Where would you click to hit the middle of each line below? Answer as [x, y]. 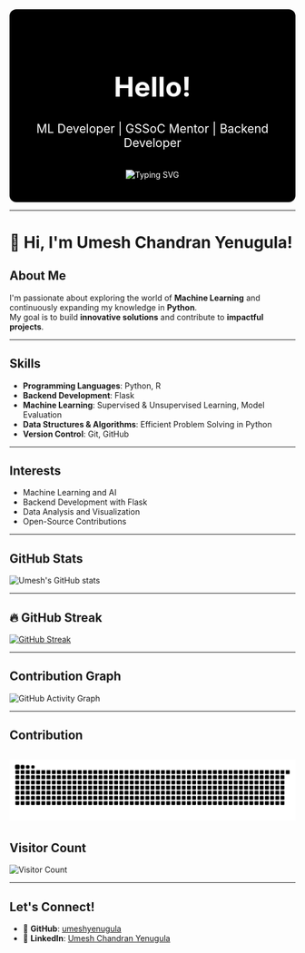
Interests [35, 471]
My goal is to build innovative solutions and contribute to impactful [137, 317]
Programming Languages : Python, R [92, 386]
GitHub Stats [46, 559]
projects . [27, 327]
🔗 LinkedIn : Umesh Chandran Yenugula [96, 938]
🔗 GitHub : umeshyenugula [72, 928]
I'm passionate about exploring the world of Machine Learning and [135, 298]
